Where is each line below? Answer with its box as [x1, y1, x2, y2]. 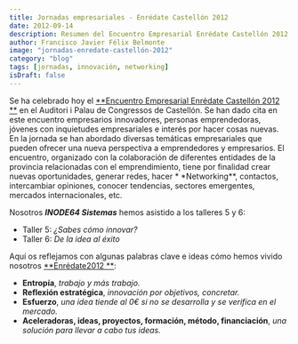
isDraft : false [9, 71, 66, 80]
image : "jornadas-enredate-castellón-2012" [9, 46, 173, 55]
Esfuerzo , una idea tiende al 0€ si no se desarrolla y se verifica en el [21, 296, 277, 307]
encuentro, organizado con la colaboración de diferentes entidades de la [9, 152, 276, 163]
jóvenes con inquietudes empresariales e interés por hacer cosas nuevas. [9, 124, 279, 134]
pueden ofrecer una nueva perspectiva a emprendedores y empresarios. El [9, 142, 285, 153]
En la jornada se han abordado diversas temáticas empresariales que [9, 132, 262, 143]
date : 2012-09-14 [9, 21, 74, 30]
